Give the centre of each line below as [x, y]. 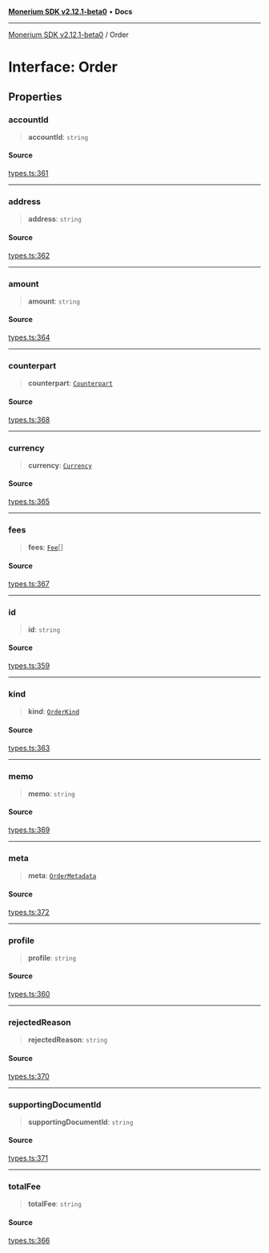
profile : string [52, 957]
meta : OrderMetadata [62, 875]
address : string [54, 219]
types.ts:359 [29, 666]
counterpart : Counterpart [70, 383]
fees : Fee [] [46, 547]
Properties [35, 97]
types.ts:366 [29, 1240]
